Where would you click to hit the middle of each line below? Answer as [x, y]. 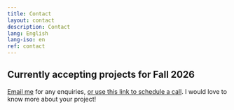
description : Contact [39, 27]
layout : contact [31, 20]
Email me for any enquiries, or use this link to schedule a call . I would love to [117, 91]
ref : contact [26, 46]
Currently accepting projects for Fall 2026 [101, 75]
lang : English [28, 33]
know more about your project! [52, 99]
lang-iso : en [26, 40]
